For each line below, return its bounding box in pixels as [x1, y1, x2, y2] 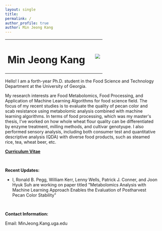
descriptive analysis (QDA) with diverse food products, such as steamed [5, 134, 150, 140]
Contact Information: [5, 211, 49, 217]
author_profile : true [5, 20, 49, 26]
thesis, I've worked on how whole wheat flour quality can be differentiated [5, 118, 154, 124]
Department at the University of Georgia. [5, 83, 87, 89]
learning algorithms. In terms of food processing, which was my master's [5, 114, 152, 119]
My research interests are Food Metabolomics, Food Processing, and [5, 93, 144, 99]
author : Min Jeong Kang [5, 25, 54, 30]
